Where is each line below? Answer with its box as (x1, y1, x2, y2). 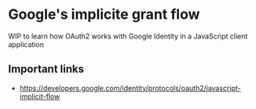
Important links (8, 63, 85, 76)
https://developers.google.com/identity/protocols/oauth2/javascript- (19, 83, 241, 93)
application (8, 39, 45, 49)
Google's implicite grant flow (8, 5, 200, 24)
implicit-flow (19, 92, 60, 101)
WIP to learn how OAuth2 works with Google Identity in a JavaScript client (8, 31, 248, 41)
